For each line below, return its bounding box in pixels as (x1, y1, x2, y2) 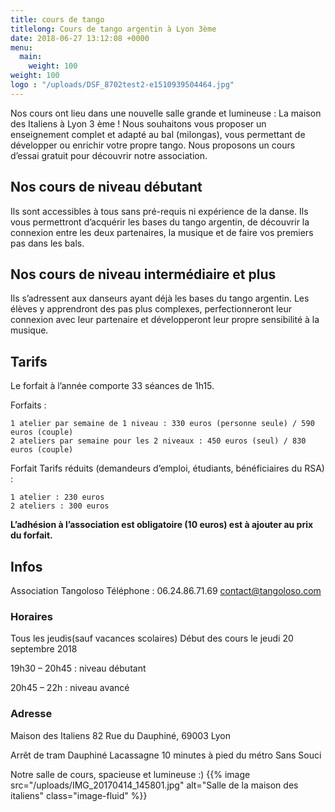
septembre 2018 (10, 643, 78, 655)
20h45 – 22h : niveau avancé (10, 682, 130, 694)
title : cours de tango (10, 14, 105, 25)
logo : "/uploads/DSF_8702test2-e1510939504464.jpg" (10, 80, 235, 90)
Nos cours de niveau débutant (10, 179, 203, 196)
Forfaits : (10, 399, 47, 411)
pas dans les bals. (10, 237, 85, 249)
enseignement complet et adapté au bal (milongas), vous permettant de (10, 128, 306, 140)
